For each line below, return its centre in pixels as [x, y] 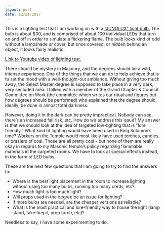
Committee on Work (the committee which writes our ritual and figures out [81, 95]
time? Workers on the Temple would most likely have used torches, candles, [82, 136]
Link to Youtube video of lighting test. [43, 59]
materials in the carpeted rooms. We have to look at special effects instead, [82, 152]
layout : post [19, 10]
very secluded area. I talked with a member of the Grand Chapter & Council [82, 89]
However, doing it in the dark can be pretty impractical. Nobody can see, [79, 115]
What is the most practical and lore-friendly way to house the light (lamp [86, 207]
